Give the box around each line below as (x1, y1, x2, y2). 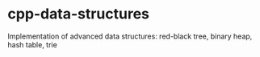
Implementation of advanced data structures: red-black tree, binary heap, (7, 31, 253, 41)
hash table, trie (7, 39, 57, 49)
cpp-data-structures (7, 5, 150, 23)
